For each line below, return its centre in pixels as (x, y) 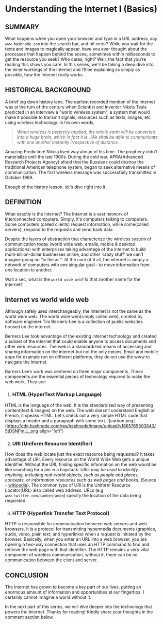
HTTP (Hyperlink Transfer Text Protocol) (61, 513)
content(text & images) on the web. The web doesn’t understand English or (80, 410)
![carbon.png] (121, 420)
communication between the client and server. (51, 560)
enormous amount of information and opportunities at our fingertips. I (74, 592)
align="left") (52, 431)
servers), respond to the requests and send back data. (59, 229)
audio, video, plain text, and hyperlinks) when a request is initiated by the (78, 534)
